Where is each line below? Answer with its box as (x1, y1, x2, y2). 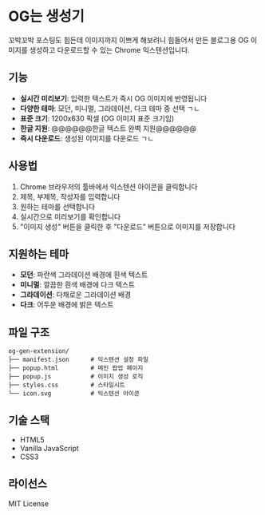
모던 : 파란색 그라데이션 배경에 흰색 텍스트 (19, 270, 148, 279)
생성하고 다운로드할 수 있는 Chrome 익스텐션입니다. (29, 45, 190, 54)
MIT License (8, 498, 49, 508)
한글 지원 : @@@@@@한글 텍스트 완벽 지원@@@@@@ (19, 123, 197, 133)
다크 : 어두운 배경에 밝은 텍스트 (19, 300, 114, 310)
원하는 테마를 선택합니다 (19, 201, 96, 212)
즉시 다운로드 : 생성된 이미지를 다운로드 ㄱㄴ (19, 133, 154, 143)
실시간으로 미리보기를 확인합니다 (19, 212, 121, 221)
